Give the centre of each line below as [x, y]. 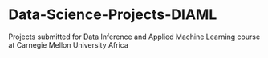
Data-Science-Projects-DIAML [113, 15]
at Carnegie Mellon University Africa [68, 44]
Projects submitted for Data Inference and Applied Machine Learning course [134, 37]
